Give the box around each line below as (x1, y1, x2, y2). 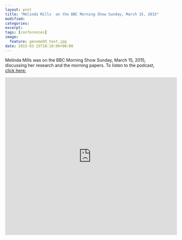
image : (5, 35, 19, 40)
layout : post (5, 7, 32, 12)
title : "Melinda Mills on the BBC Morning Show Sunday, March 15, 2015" (5, 12, 159, 17)
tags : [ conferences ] (5, 30, 48, 35)
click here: (5, 67, 26, 73)
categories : (5, 21, 29, 26)
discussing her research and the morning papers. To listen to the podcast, (5, 62, 155, 68)
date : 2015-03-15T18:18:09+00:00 (5, 44, 74, 48)
